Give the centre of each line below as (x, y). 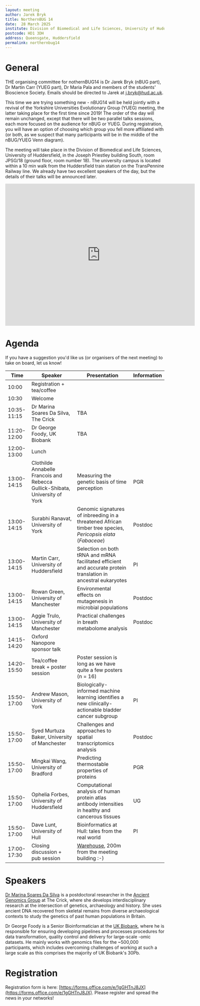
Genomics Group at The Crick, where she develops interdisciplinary (76, 900)
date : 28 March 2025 (28, 24)
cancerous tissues (99, 817)
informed (88, 691)
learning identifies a (101, 697)
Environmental (94, 588)
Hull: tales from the (99, 831)
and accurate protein (102, 567)
